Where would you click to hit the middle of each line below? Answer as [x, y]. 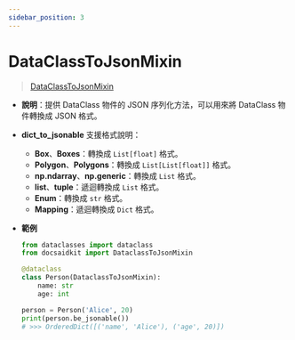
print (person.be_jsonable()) [75, 318]
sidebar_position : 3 [47, 17]
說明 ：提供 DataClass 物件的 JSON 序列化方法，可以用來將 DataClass [148, 104]
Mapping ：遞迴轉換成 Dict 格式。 [96, 209]
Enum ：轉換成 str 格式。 [81, 198]
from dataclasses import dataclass [87, 245]
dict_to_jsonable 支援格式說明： [81, 134]
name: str [56, 286]
